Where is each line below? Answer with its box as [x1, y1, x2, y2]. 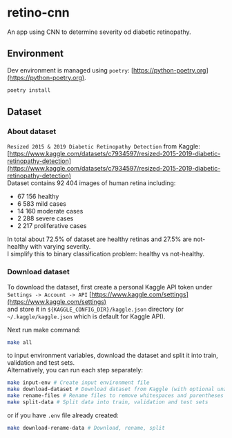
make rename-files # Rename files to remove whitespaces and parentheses [7, 392, 224, 399]
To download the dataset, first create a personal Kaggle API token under [7, 283, 213, 291]
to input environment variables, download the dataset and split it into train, [7, 351, 219, 360]
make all [7, 339, 32, 346]
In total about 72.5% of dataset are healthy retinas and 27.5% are [7, 235, 192, 243]
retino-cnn [7, 5, 70, 21]
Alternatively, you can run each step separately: [7, 366, 144, 374]
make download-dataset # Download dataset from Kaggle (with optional [7, 385, 215, 393]
